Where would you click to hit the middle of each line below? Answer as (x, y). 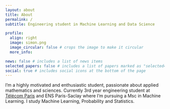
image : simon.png (28, 43)
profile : (14, 33)
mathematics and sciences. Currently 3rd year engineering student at (78, 90)
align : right (24, 38)
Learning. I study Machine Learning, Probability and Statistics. (70, 101)
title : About (19, 15)
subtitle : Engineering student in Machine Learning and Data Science (80, 24)
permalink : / (19, 19)
